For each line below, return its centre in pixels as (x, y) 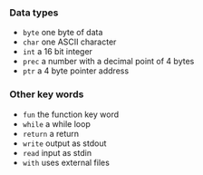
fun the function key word (71, 114)
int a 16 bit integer (58, 52)
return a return (51, 133)
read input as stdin (57, 152)
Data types (34, 13)
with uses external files (66, 162)
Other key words (47, 94)
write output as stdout (64, 143)
